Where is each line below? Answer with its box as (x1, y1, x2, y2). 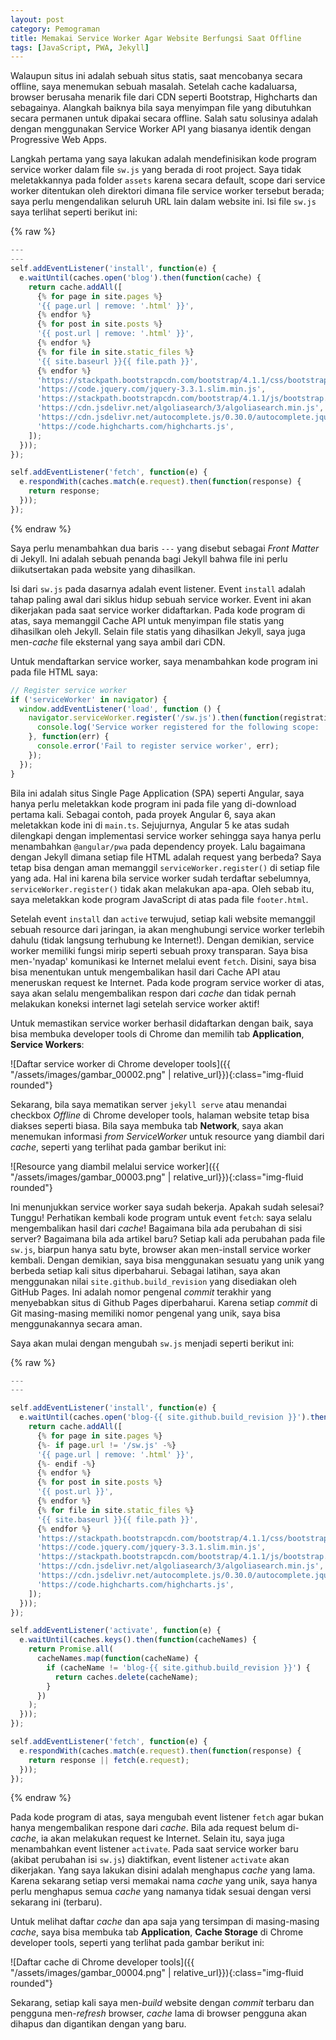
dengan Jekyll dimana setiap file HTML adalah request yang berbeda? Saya (10, 851, 322, 863)
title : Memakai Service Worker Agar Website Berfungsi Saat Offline (10, 33, 302, 43)
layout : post (10, 14, 65, 25)
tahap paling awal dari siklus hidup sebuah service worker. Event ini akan (10, 593, 312, 605)
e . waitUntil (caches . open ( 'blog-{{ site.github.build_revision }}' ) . (19, 1412, 311, 1423)
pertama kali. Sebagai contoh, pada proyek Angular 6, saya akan (10, 808, 277, 820)
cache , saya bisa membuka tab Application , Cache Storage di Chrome (10, 1926, 304, 1938)
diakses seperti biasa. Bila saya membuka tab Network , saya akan (10, 1119, 284, 1131)
